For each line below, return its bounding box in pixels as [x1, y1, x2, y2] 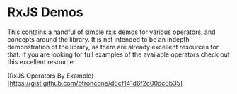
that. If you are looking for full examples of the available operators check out [7, 50, 230, 59]
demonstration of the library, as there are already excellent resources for [7, 42, 219, 51]
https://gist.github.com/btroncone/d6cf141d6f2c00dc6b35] [9, 78, 183, 87]
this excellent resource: [7, 57, 76, 66]
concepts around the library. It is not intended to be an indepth [7, 35, 190, 43]
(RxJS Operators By [7, 71, 65, 80]
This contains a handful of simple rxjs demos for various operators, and [7, 28, 216, 36]
